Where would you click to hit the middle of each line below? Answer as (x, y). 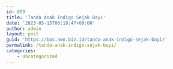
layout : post (23, 34)
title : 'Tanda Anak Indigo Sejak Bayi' (56, 17)
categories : (21, 51)
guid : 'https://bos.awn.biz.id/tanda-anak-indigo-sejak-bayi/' (87, 40)
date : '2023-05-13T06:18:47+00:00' (51, 23)
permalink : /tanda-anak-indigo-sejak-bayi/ (62, 46)
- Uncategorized (38, 56)
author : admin (24, 28)
